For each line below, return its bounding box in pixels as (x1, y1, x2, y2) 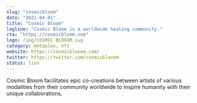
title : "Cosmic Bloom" (6, 20, 64, 26)
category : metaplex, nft (6, 43, 70, 49)
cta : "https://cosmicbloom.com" (6, 32, 89, 38)
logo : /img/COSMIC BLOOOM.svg (6, 37, 84, 43)
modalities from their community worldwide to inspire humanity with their (6, 83, 191, 90)
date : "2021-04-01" (6, 15, 56, 21)
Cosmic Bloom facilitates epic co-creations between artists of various (6, 77, 182, 84)
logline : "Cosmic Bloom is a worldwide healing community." (6, 26, 163, 32)
